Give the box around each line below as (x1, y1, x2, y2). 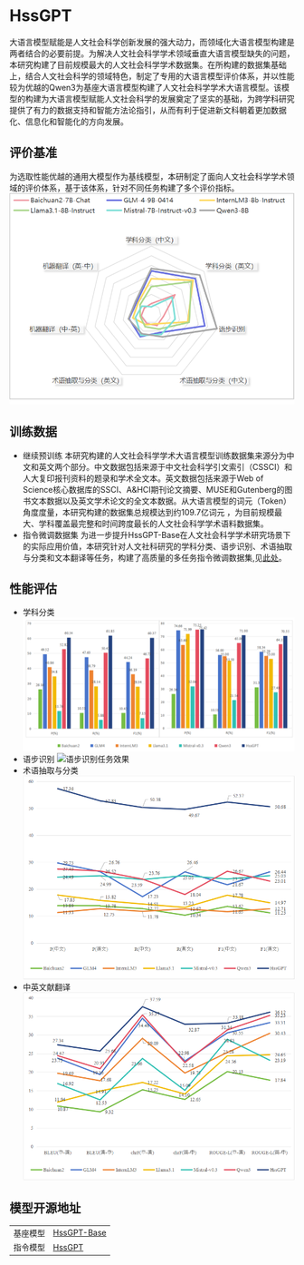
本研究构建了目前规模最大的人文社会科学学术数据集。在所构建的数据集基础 (9, 59, 287, 70)
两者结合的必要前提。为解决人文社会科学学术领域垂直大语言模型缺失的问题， (9, 47, 295, 59)
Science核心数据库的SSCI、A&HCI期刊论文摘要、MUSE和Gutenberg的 (22, 484, 285, 495)
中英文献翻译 (22, 982, 71, 993)
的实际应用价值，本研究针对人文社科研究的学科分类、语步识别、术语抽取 (22, 541, 292, 552)
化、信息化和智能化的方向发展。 (9, 115, 128, 127)
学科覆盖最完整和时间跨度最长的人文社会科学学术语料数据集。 (38, 518, 269, 529)
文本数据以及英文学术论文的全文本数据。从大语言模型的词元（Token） (30, 495, 291, 506)
